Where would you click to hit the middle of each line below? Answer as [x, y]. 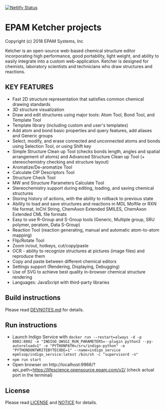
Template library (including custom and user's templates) [70, 125]
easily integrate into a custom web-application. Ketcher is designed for [77, 61]
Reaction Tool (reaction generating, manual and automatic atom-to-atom [86, 230]
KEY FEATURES [29, 87]
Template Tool [27, 120]
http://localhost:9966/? [72, 365]
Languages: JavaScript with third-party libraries [61, 282]
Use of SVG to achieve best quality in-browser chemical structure [79, 272]
